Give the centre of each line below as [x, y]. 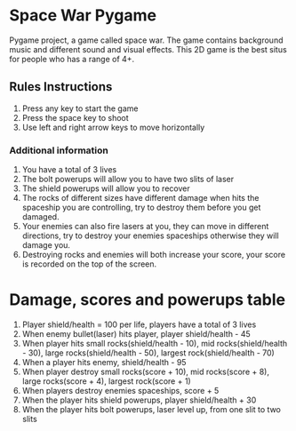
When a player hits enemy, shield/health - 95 [104, 362]
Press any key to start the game [80, 108]
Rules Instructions [61, 87]
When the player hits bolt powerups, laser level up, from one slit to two [152, 409]
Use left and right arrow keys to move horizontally [113, 127]
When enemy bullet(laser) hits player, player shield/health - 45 [136, 333]
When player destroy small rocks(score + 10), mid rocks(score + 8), [145, 371]
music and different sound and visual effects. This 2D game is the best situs [148, 49]
